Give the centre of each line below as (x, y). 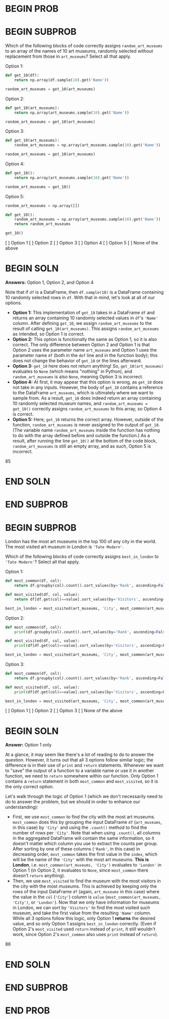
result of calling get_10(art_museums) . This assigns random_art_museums (86, 328)
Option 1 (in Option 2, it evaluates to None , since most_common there (80, 870)
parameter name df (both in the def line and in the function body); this (85, 355)
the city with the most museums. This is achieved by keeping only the (84, 886)
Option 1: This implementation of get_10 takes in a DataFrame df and (83, 312)
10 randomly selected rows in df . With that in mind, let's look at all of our (80, 297)
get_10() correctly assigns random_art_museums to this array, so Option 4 (87, 408)
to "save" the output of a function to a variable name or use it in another (80, 771)
